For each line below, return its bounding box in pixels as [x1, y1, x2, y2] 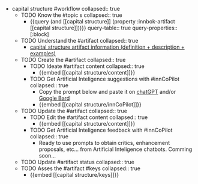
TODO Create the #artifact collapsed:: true [20, 57, 126, 63]
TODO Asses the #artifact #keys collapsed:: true [20, 165, 141, 172]
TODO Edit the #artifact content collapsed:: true [29, 114, 148, 121]
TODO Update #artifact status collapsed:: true [20, 159, 135, 165]
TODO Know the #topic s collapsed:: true [20, 11, 122, 19]
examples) [29, 50, 56, 57]
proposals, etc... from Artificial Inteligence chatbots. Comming [38, 146, 193, 153]
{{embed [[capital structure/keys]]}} [29, 171, 119, 178]
